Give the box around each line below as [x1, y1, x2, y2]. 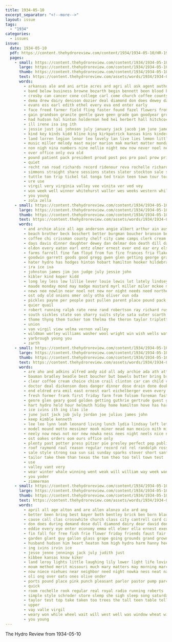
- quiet [24, 160, 40, 165]
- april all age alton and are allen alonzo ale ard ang [24, 507, 147, 512]
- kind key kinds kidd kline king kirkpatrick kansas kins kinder [24, 131, 168, 136]
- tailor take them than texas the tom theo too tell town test [24, 455, 164, 460]
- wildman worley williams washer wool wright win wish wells [24, 331, 159, 336]
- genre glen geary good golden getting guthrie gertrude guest [24, 398, 164, 403]
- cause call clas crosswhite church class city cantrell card [24, 517, 161, 522]
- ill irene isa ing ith [24, 121, 77, 127]
